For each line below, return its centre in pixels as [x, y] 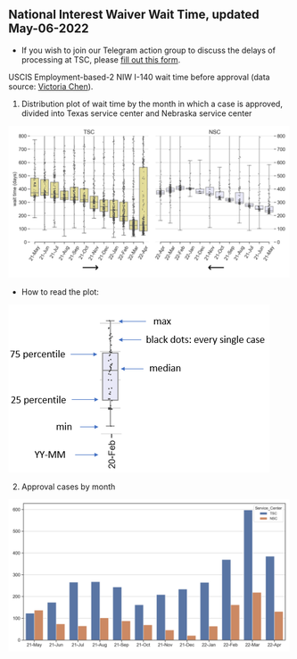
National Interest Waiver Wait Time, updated [134, 15]
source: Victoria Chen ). [51, 86]
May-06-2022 [49, 29]
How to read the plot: [60, 292]
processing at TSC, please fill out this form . [101, 59]
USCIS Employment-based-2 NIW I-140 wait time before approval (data [139, 77]
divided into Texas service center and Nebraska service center [136, 113]
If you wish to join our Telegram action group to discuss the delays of [148, 50]
